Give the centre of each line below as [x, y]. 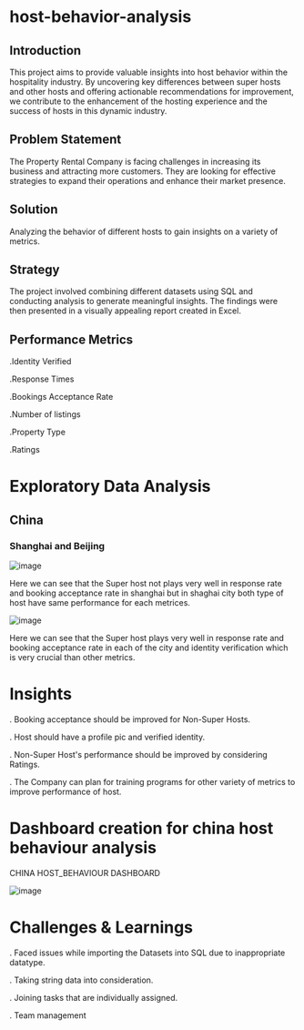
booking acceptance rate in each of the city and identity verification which [149, 648]
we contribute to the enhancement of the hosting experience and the [139, 101]
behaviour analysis [83, 848]
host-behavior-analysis [101, 17]
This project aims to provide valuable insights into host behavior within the [149, 72]
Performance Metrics [71, 339]
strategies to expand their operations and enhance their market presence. [148, 180]
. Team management [48, 1015]
